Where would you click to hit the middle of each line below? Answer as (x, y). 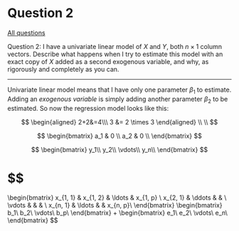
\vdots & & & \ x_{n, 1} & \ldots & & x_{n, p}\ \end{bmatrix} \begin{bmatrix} (115, 205)
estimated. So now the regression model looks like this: (88, 108)
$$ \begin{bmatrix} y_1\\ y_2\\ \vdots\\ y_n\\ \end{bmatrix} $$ (119, 149)
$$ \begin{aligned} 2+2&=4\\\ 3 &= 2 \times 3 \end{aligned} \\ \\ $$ (119, 122)
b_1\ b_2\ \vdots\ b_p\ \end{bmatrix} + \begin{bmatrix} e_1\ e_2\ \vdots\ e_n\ (117, 213)
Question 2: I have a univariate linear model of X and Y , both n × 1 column (115, 46)
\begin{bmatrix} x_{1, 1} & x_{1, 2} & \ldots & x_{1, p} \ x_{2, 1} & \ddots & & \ (117, 198)
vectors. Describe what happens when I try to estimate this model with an (115, 54)
